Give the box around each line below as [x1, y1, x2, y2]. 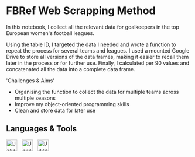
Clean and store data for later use [14, 107, 95, 114]
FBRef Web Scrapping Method [6, 4, 156, 18]
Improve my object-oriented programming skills [14, 100, 130, 107]
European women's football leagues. [6, 29, 95, 36]
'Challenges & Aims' [6, 77, 54, 84]
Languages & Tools [6, 124, 77, 134]
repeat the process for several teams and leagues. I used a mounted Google [6, 47, 190, 54]
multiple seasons [14, 95, 56, 102]
